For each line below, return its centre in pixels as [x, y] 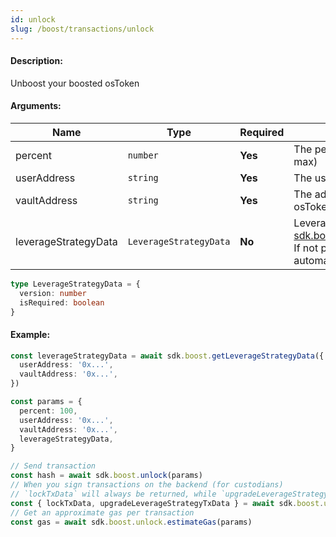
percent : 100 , [48, 411]
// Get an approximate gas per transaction [102, 512]
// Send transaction [53, 466]
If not [306, 248]
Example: [30, 334]
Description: [36, 61]
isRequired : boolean [62, 302]
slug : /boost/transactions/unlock [82, 29]
